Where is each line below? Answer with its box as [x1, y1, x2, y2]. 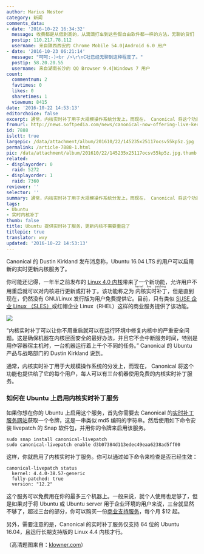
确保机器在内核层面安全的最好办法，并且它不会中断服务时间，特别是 [27, 334, 198, 342]
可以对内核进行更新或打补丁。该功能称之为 [27, 287, 134, 294]
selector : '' [6, 189, 39, 195]
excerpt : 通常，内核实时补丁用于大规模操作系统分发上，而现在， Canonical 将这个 [6, 116, 192, 122]
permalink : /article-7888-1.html [6, 144, 91, 150]
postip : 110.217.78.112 [12, 37, 72, 43]
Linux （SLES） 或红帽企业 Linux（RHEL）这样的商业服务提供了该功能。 [13, 302, 192, 309]
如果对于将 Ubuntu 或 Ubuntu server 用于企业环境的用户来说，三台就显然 [11, 500, 194, 507]
